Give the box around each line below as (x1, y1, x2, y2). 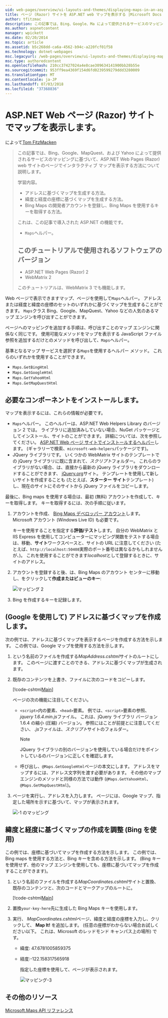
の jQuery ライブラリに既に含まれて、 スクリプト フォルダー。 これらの (12, 458, 157, 464)
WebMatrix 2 (24, 274, 51, 280)
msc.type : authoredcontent (5, 58, 61, 63)
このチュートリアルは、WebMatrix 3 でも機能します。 (17, 284, 128, 290)
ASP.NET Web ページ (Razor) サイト (5, 109, 155, 120)
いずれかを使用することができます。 (13, 354, 88, 360)
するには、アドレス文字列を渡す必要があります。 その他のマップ (28, 769, 161, 775)
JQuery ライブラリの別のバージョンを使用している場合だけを (19, 746, 146, 752)
